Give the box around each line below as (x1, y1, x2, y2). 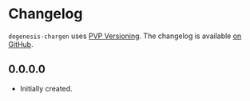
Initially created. (19, 84, 73, 93)
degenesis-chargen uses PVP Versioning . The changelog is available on (8, 31, 242, 41)
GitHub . (8, 39, 34, 49)
